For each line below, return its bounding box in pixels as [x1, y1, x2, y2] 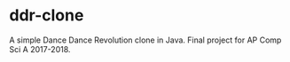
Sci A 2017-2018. [9, 43, 71, 54]
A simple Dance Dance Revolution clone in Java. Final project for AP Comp [9, 35, 282, 45]
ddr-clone [9, 5, 84, 26]
